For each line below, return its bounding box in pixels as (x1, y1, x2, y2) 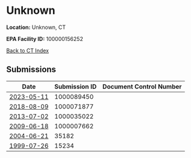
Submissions (6, 65, 56, 75)
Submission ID (54, 82, 97, 90)
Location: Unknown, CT (6, 24, 66, 31)
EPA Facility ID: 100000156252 (6, 35, 83, 42)
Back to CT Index (6, 46, 49, 54)
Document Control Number (102, 82, 182, 90)
